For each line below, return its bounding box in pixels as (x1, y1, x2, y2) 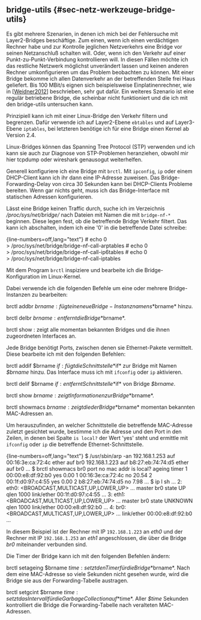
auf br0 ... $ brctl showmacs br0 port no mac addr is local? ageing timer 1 (6, 465, 188, 472)
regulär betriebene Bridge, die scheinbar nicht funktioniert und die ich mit (6, 94, 188, 101)
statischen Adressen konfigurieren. (6, 193, 93, 200)
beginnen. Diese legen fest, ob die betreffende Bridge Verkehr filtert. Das (6, 217, 187, 225)
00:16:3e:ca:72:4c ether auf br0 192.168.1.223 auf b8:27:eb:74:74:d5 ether (6, 459, 189, 466)
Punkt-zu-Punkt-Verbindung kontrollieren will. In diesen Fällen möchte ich (6, 55, 188, 63)
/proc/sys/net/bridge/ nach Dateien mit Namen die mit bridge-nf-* (6, 211, 171, 219)
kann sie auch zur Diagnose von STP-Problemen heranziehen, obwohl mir (6, 149, 189, 157)
